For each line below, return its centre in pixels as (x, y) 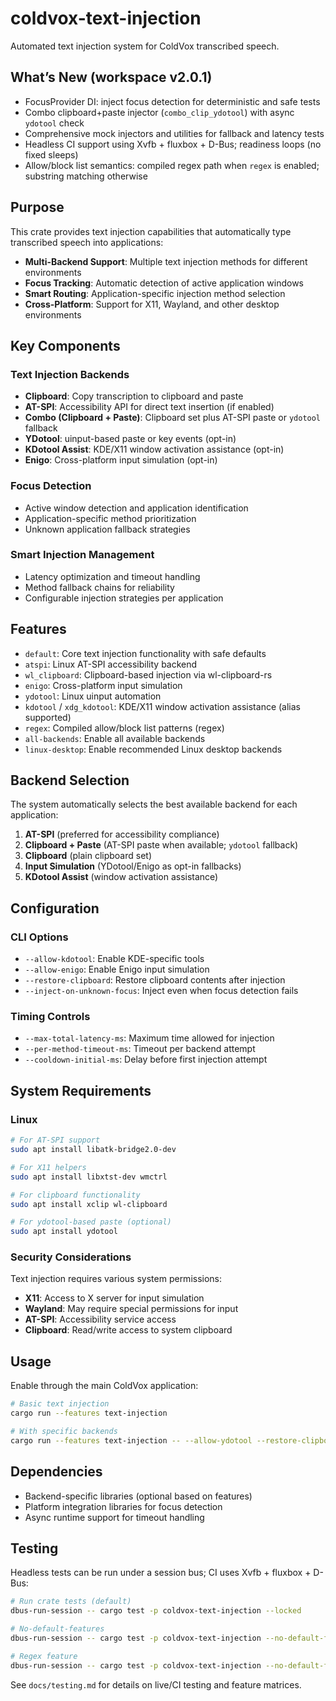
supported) (48, 717)
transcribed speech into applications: (87, 242)
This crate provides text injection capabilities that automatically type (151, 231)
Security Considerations (71, 1257)
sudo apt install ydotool (64, 1232)
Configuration (55, 908)
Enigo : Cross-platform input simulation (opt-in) (121, 460)
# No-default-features (57, 1629)
